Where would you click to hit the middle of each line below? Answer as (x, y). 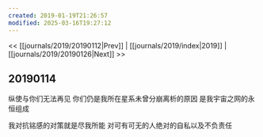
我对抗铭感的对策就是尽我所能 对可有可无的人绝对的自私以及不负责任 (120, 126)
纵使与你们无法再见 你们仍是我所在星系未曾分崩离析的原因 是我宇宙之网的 (128, 99)
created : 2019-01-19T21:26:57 (58, 15)
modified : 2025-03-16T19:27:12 (60, 23)
